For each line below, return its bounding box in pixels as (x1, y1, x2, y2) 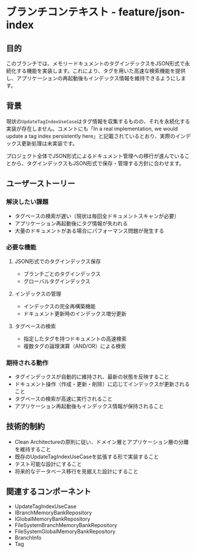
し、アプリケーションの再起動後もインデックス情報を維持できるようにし (6, 75, 181, 81)
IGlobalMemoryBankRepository (14, 515, 91, 522)
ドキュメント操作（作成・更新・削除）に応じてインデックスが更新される (14, 381, 190, 388)
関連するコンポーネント (6, 487, 91, 497)
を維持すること (14, 446, 51, 453)
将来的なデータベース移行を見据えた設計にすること (14, 468, 139, 475)
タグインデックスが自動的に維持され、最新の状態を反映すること (14, 373, 169, 380)
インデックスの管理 (14, 290, 62, 297)
